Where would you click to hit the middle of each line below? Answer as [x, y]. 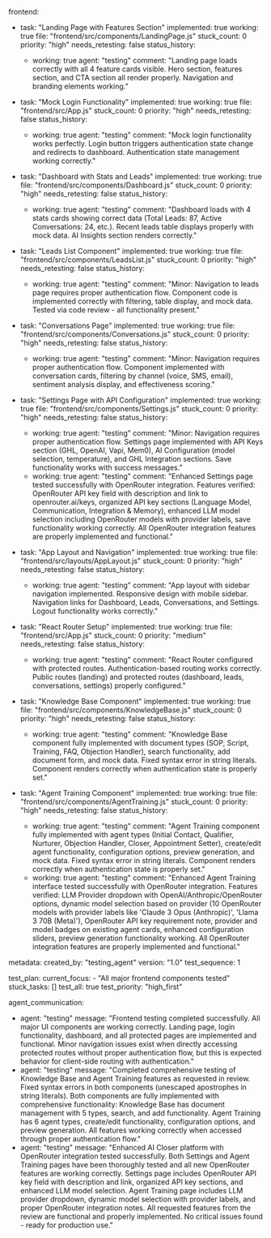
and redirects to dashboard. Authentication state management [136, 152]
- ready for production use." [66, 1225]
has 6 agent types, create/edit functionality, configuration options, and [138, 1122]
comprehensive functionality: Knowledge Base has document [122, 1104]
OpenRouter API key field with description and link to [120, 493]
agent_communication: [47, 1002]
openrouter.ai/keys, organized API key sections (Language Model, [142, 502]
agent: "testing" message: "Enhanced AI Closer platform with [122, 1148]
